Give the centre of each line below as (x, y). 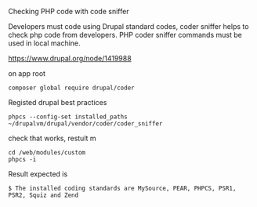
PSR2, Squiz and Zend (43, 195)
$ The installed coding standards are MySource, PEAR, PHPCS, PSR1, (122, 188)
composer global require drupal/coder (71, 88)
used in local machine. (44, 43)
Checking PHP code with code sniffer (69, 11)
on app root (27, 73)
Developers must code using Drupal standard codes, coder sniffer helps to (128, 26)
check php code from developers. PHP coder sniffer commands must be (125, 35)
